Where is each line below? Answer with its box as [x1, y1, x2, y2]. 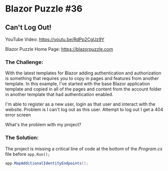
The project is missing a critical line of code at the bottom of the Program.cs [5, 145, 163, 151]
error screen [5, 112, 31, 118]
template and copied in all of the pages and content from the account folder [5, 86, 162, 92]
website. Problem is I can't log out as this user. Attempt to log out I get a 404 [5, 107, 163, 113]
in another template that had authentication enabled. [5, 92, 114, 98]
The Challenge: [5, 58, 44, 65]
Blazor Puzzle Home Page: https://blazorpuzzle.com [5, 46, 113, 52]
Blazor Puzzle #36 [5, 3, 83, 15]
